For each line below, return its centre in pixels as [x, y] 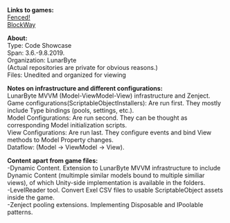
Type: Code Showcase [39, 45]
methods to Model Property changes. [61, 140]
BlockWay [21, 25]
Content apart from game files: [53, 161]
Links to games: [30, 10]
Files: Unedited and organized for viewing [67, 75]
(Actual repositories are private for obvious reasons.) [82, 68]
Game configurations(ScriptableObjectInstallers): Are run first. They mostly [114, 103]
